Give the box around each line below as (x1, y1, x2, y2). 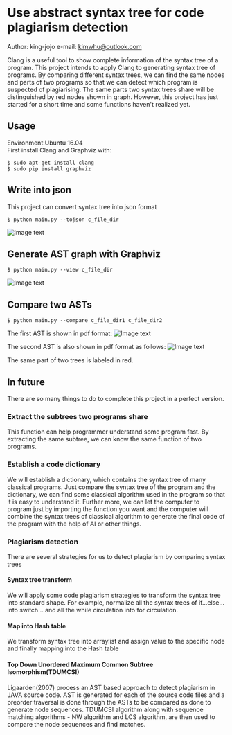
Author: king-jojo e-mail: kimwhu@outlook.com (7, 42, 142, 51)
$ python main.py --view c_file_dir (7, 267, 113, 274)
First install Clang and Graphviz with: (7, 145, 112, 154)
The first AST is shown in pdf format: (7, 329, 113, 337)
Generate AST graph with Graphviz (7, 248, 161, 260)
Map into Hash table (7, 621, 66, 630)
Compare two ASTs (7, 299, 92, 310)
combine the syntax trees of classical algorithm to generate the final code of (7, 512, 225, 520)
